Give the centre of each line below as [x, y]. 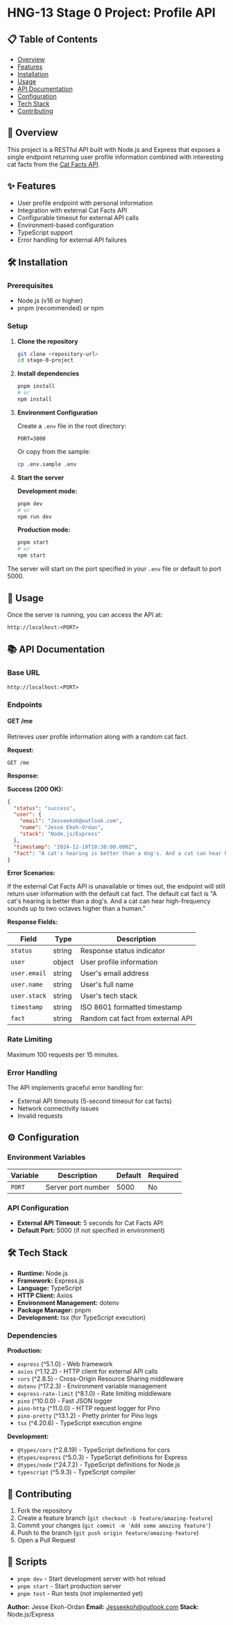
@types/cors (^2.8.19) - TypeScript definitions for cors [94, 1450]
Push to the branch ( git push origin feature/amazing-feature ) [108, 1533]
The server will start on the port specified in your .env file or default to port [114, 569]
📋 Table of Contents [53, 39]
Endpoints [25, 705]
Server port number [77, 1187]
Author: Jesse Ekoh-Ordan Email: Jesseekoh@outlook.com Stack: [103, 1607]
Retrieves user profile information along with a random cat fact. [97, 736]
